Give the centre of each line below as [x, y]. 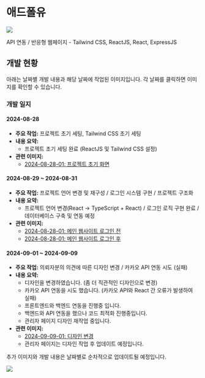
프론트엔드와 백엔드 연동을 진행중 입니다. [73, 306]
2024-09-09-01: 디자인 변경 [59, 336]
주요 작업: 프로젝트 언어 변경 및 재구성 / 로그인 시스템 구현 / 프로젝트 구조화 [104, 193]
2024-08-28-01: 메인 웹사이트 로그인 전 [73, 231]
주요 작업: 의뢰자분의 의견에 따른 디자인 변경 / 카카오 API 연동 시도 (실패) [101, 267]
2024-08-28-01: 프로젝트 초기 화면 [67, 164]
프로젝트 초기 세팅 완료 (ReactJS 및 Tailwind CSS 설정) [91, 149]
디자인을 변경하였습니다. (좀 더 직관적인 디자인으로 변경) [91, 283]
